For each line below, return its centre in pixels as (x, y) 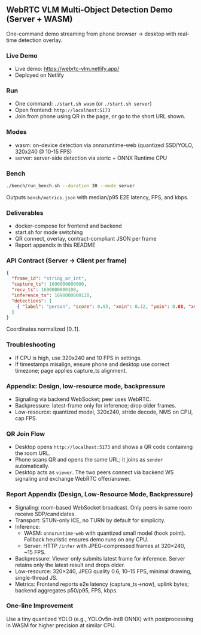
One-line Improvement (40, 606)
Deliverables (25, 212)
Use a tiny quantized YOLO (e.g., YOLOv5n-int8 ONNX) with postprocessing (100, 619)
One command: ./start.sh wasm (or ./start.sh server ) (83, 104)
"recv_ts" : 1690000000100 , (45, 290)
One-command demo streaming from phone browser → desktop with (91, 34)
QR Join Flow (26, 433)
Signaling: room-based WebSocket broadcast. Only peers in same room (103, 507)
